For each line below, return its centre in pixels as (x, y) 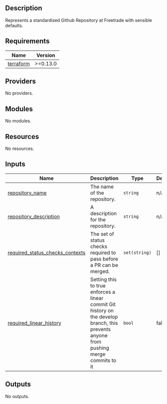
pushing (100, 348)
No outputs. (17, 396)
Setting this (103, 279)
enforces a (103, 292)
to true (98, 285)
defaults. (14, 25)
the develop (104, 317)
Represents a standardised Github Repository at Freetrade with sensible (79, 20)
